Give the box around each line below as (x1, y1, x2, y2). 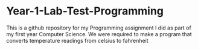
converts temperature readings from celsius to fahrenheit (6, 37, 149, 44)
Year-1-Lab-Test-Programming (6, 4, 164, 18)
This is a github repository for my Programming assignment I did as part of (6, 24, 191, 31)
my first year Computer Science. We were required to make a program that (6, 30, 192, 37)
